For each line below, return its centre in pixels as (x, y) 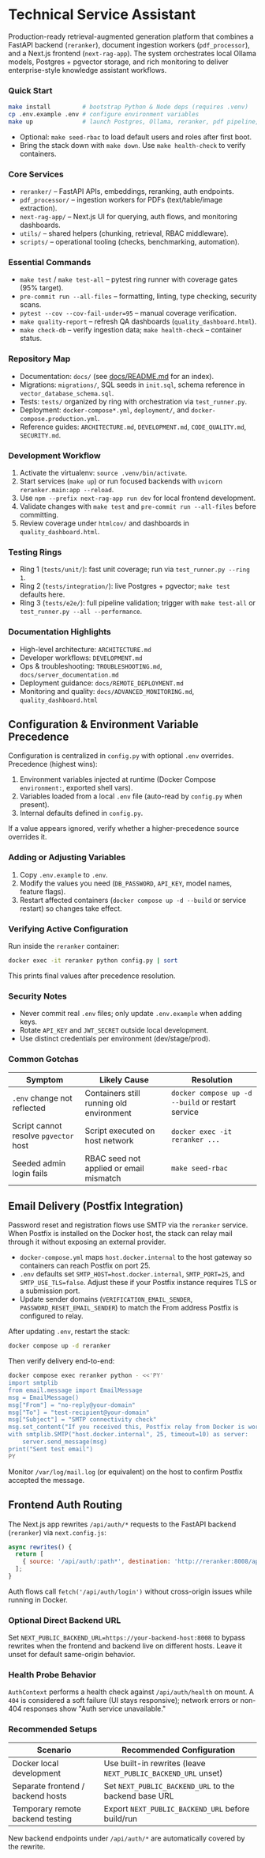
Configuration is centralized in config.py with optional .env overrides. (121, 756)
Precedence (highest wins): (53, 764)
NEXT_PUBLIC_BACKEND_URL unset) (163, 1773)
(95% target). (41, 288)
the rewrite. (27, 1846)
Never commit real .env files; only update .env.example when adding (131, 1014)
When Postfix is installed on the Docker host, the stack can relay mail (120, 1234)
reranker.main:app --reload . (67, 490)
